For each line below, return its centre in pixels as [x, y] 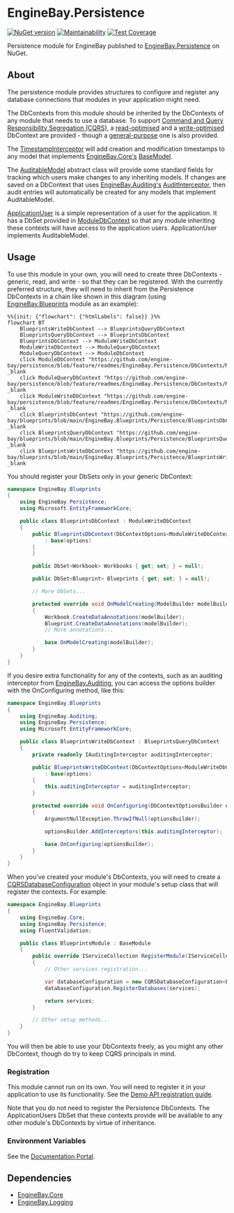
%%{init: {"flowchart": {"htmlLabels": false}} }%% [84, 317]
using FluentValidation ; [56, 931]
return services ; [70, 1001]
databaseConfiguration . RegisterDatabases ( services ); [122, 988]
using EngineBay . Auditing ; [59, 716]
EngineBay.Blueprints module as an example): [73, 304]
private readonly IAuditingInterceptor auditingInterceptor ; [123, 755]
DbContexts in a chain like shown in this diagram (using [87, 296]
